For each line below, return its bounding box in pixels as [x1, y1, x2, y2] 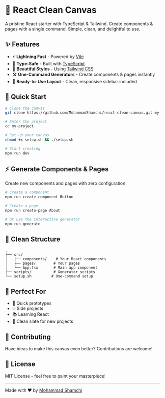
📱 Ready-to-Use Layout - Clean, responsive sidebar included [12, 78, 137, 84]
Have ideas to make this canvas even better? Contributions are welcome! [5, 346, 153, 352]
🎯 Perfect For [5, 287, 46, 296]
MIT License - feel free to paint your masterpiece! [5, 373, 106, 379]
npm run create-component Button [5, 194, 74, 200]
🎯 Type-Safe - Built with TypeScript [12, 61, 85, 66]
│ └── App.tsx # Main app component [5, 265, 98, 270]
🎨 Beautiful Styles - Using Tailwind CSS [12, 66, 94, 72]
